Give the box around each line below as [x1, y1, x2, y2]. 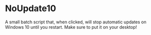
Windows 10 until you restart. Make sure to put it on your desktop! [5, 24, 137, 30]
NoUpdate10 [5, 3, 57, 14]
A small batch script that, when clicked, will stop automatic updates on [5, 19, 147, 25]
